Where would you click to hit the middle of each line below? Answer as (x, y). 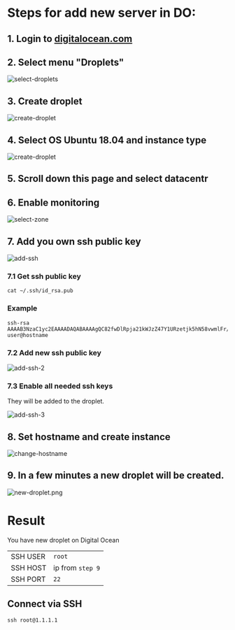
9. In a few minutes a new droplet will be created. (116, 476)
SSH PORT (28, 579)
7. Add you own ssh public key (74, 242)
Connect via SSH (45, 604)
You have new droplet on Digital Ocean (63, 540)
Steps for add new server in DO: (102, 13)
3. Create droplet (45, 101)
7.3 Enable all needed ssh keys (60, 386)
